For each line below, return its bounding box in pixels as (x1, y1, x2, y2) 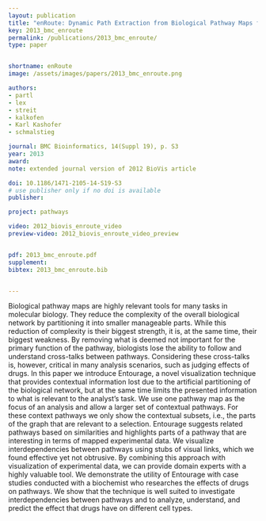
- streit (8, 106, 37, 114)
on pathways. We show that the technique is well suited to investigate (8, 487, 235, 496)
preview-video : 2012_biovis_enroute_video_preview (8, 230, 179, 238)
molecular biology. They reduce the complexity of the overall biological (8, 310, 240, 320)
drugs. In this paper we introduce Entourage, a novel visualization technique (8, 369, 256, 378)
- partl (8, 91, 34, 99)
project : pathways (8, 208, 69, 216)
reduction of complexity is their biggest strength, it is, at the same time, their (8, 327, 257, 336)
